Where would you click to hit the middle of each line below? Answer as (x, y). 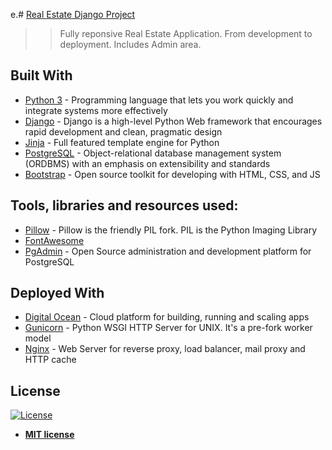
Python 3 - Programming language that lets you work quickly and (159, 100)
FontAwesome (54, 240)
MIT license (49, 435)
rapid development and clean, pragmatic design (123, 131)
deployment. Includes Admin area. (130, 44)
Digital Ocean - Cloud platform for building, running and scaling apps (167, 317)
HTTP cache (50, 360)
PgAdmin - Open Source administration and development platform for (168, 251)
